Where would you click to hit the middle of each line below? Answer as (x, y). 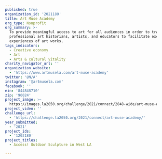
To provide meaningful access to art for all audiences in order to (80, 32)
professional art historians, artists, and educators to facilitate (80, 37)
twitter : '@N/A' (21, 77)
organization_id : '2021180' (33, 14)
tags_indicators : (22, 46)
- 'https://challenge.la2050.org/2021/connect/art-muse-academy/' (77, 118)
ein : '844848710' (22, 91)
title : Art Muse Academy (30, 18)
